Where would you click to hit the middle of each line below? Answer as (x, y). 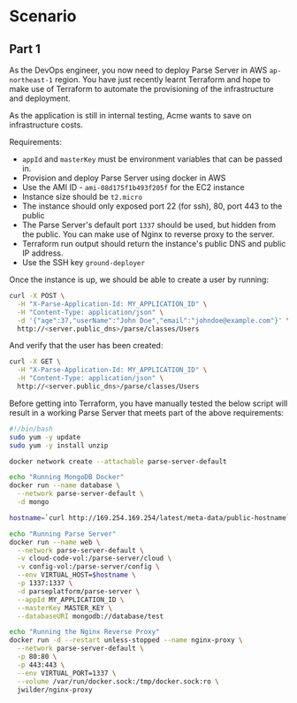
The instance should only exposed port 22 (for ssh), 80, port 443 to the (152, 206)
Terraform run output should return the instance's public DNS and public (154, 244)
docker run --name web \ (55, 542)
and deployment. (40, 98)
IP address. (42, 253)
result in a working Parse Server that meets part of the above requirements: (147, 412)
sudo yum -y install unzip (59, 445)
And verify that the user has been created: (86, 346)
